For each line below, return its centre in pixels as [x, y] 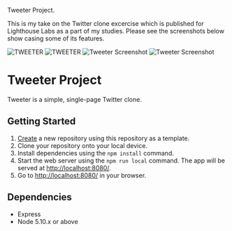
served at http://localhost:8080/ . [64, 167]
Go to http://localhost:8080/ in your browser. [82, 175]
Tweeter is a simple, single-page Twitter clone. [74, 99]
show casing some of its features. [56, 38]
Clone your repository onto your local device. [82, 145]
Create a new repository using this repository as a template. [103, 138]
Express [29, 214]
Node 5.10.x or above [48, 221]
